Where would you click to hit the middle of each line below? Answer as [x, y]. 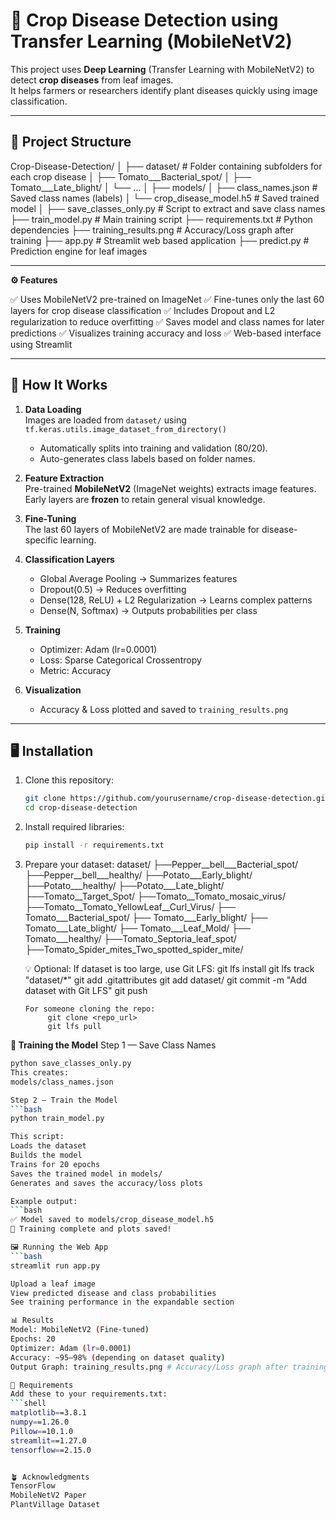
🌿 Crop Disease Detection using [144, 20]
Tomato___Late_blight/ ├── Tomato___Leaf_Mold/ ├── [138, 928]
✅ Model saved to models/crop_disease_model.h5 [112, 1220]
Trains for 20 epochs [55, 1164]
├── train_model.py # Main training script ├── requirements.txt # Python [161, 219]
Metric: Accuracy [75, 670]
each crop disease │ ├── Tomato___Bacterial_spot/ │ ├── [131, 176]
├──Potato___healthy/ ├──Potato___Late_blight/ [124, 885]
